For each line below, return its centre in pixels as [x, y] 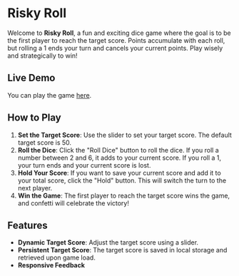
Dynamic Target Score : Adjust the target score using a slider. [108, 242]
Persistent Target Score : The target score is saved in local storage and [122, 250]
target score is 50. [45, 142]
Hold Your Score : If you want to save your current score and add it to [119, 173]
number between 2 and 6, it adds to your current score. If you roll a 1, [119, 158]
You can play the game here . [50, 95]
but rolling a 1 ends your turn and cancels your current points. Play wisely [115, 48]
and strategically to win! [42, 56]
